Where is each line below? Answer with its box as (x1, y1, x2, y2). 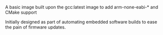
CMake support (5, 9, 37, 15)
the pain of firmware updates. (5, 24, 66, 30)
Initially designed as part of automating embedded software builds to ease (5, 19, 158, 25)
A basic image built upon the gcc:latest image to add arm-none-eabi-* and (5, 4, 158, 10)
